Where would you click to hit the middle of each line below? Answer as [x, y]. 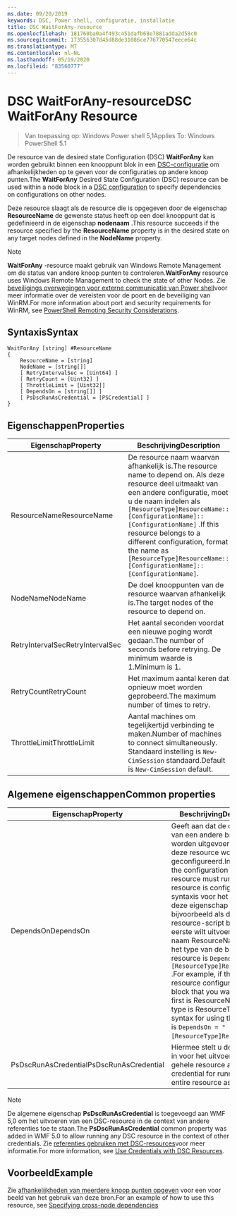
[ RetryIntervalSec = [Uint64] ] [69, 373]
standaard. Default [195, 761]
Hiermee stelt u [196, 1047]
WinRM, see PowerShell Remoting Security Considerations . [93, 310]
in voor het [189, 1056]
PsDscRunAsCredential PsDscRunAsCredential [87, 1065]
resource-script [197, 923]
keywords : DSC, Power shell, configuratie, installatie [91, 20]
